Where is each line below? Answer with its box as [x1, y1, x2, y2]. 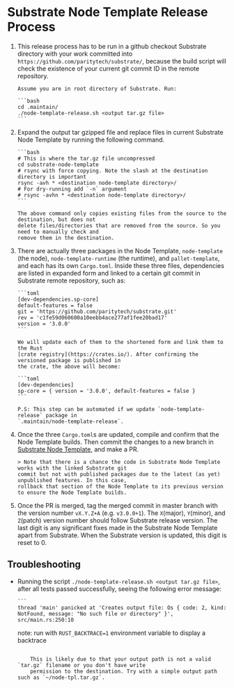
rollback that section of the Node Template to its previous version [17, 483, 224, 490]
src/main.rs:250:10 [17, 616, 75, 623]
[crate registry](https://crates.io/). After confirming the [17, 350, 199, 358]
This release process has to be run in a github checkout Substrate [17, 42, 207, 50]
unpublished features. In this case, [17, 477, 127, 484]
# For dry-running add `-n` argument [17, 186, 127, 193]
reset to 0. [17, 538, 47, 546]
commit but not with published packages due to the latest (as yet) [17, 470, 221, 478]
